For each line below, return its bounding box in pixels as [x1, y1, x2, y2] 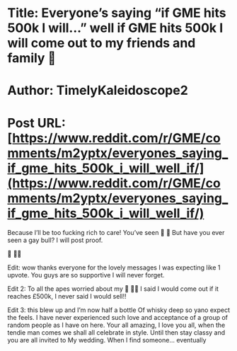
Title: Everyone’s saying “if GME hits [7, 5, 226, 21]
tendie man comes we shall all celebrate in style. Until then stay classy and [7, 328, 226, 337]
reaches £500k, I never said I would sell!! [7, 292, 127, 301]
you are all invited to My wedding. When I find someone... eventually [7, 336, 207, 345]
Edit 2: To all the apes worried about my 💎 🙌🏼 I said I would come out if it [7, 284, 219, 293]
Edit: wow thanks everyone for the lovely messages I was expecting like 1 [7, 263, 221, 272]
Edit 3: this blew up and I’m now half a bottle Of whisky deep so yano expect [7, 306, 231, 314]
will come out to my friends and [7, 35, 196, 51]
